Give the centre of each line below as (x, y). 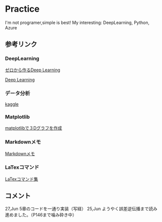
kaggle (12, 104)
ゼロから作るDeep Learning (33, 70)
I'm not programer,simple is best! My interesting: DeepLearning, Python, (77, 22)
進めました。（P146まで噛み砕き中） (41, 215)
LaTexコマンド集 (22, 179)
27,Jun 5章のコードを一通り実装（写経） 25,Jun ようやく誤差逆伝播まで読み (81, 208)
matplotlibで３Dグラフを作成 (34, 128)
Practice (22, 9)
